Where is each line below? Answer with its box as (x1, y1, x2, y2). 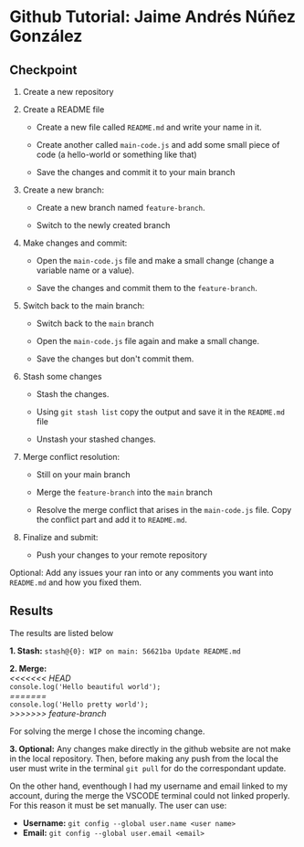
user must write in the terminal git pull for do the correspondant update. (9, 762, 287, 773)
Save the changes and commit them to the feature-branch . (36, 283, 258, 293)
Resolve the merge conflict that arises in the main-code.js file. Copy (36, 505, 292, 515)
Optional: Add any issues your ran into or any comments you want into (9, 568, 274, 578)
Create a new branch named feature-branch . (36, 203, 205, 213)
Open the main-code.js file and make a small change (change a (36, 256, 275, 266)
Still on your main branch (36, 469, 131, 480)
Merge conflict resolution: (22, 452, 121, 462)
